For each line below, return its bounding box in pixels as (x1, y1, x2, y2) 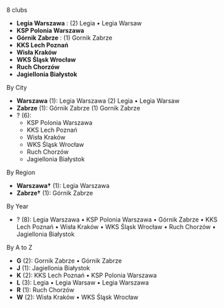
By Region (6, 168, 36, 176)
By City (6, 84, 27, 91)
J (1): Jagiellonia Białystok (16, 264, 91, 272)
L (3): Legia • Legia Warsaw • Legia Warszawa (16, 279, 149, 287)
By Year (6, 202, 29, 210)
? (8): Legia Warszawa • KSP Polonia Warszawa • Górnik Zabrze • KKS (16, 215, 218, 224)
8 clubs (6, 6, 28, 14)
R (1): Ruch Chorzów (16, 286, 75, 294)
